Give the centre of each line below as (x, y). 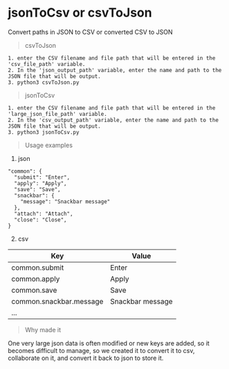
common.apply (36, 279)
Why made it (43, 329)
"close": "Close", (41, 220)
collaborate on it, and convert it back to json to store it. (86, 358)
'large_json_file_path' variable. (58, 114)
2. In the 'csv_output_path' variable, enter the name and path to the (113, 120)
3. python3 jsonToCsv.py (44, 132)
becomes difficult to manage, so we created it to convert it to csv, (101, 350)
